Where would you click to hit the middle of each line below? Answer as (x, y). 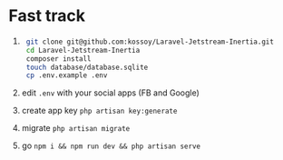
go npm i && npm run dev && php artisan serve (111, 145)
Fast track (47, 16)
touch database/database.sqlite (87, 67)
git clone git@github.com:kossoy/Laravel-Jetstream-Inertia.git (150, 42)
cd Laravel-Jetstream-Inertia (83, 50)
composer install (59, 59)
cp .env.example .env (67, 75)
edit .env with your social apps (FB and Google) (111, 93)
